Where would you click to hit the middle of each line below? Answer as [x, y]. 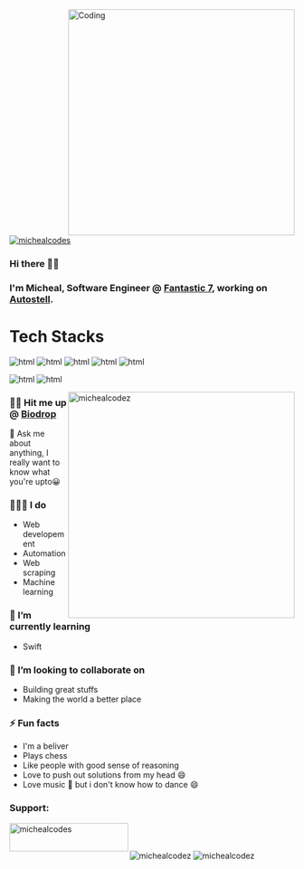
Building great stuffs [60, 689]
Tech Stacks [57, 337]
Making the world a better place [82, 699]
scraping [39, 572]
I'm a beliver [46, 746]
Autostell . [32, 299]
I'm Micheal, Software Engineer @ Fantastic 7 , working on [139, 288]
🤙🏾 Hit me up [38, 402]
